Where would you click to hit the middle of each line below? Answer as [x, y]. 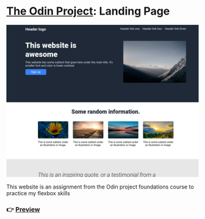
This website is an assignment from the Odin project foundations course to [100, 187]
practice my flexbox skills [38, 193]
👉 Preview [23, 209]
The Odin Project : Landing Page [88, 11]
